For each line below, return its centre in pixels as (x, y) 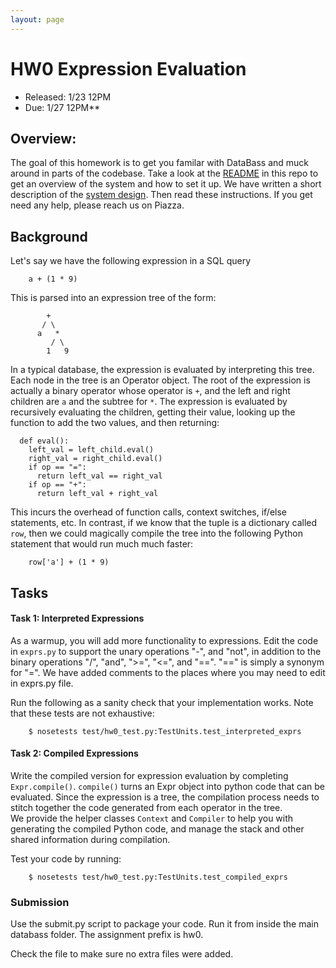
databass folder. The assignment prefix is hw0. (107, 935)
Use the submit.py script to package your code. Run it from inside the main (164, 924)
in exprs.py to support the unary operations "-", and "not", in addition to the (166, 651)
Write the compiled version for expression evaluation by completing (149, 775)
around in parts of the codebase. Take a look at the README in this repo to (164, 173)
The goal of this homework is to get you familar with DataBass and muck (159, 163)
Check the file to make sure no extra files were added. (122, 954)
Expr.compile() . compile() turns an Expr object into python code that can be (167, 786)
